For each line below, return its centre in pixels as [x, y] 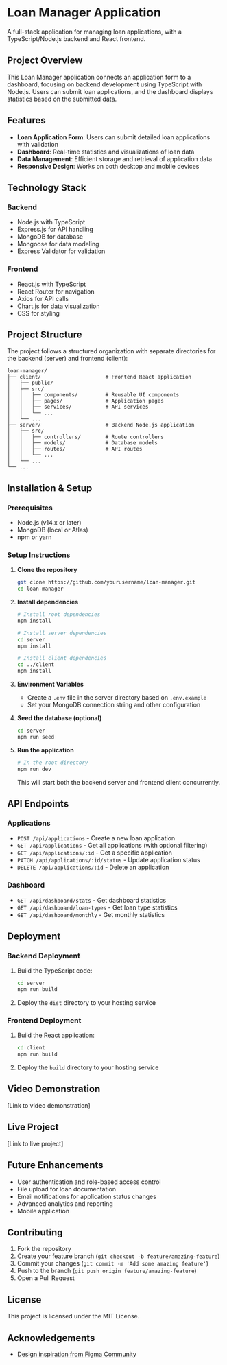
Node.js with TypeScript [51, 222]
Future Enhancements [56, 1165]
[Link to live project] [35, 1143]
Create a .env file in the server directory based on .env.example [117, 698]
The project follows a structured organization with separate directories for [111, 351]
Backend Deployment [44, 955]
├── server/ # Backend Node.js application [101, 425]
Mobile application [43, 1211]
